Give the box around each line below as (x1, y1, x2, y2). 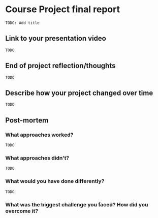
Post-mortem (5, 116, 49, 124)
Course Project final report (5, 4, 120, 15)
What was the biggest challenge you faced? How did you (5, 201, 148, 208)
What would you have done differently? (5, 178, 105, 185)
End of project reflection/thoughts (5, 61, 116, 70)
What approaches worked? (5, 131, 74, 138)
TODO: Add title (5, 20, 40, 25)
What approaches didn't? (5, 154, 70, 161)
